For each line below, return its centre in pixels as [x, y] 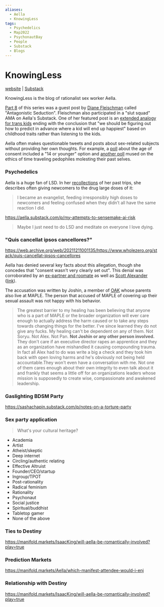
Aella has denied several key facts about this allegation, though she [73, 265]
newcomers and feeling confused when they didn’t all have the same [86, 203]
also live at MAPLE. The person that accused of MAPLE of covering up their [81, 296]
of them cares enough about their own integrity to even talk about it [85, 368]
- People [18, 42]
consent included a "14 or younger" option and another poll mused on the [79, 154]
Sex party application [31, 420]
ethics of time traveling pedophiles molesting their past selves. [68, 159]
